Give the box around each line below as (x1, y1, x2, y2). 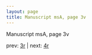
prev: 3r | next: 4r (6, 42, 49, 49)
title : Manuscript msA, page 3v (6, 14, 86, 20)
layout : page (6, 8, 39, 15)
